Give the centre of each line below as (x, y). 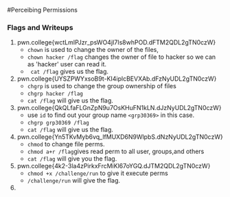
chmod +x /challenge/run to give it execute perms (97, 173)
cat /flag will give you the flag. (72, 159)
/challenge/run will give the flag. (74, 181)
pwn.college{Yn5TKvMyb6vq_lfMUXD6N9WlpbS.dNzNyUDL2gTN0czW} (120, 137)
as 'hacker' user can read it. (67, 64)
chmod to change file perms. (66, 144)
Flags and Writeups (40, 27)
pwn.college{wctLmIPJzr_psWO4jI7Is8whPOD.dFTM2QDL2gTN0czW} (116, 42)
